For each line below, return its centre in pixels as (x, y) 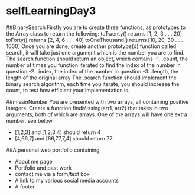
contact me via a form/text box (52, 174)
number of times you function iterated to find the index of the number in (94, 65)
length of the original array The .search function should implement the (92, 78)
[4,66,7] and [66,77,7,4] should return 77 (64, 138)
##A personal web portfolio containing (53, 150)
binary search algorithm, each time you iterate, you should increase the (93, 84)
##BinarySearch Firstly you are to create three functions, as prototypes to (96, 27)
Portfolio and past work (43, 168)
